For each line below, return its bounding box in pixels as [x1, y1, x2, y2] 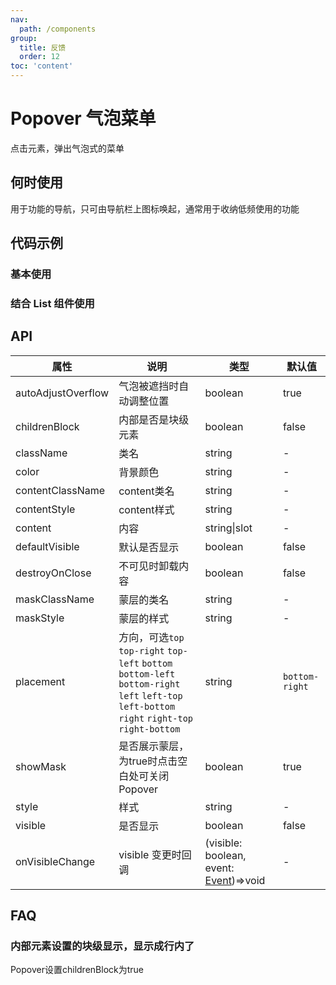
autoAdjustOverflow [15, 386, 110, 400]
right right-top [118, 712, 194, 724]
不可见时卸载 [118, 559, 180, 573]
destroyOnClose [15, 566, 92, 580]
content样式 [118, 502, 175, 516]
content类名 [118, 484, 175, 498]
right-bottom [118, 723, 181, 735]
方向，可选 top [118, 630, 185, 644]
